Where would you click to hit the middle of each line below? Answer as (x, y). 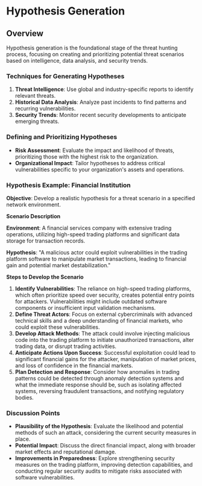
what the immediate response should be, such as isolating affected (98, 385)
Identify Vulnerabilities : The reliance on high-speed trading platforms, (103, 288)
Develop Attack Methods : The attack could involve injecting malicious (103, 333)
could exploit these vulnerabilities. (58, 327)
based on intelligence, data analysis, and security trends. (77, 61)
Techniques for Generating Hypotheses (65, 76)
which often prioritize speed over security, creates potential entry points (105, 295)
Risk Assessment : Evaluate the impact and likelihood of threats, (95, 150)
